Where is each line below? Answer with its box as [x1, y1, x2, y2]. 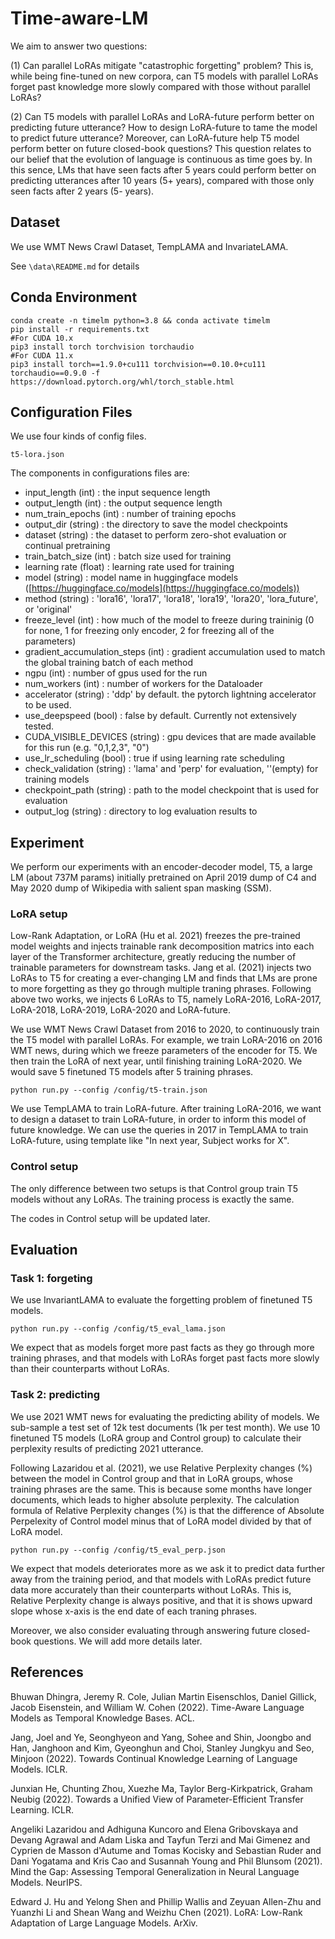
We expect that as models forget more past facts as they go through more [10, 1342, 315, 1354]
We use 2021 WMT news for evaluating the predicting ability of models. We [10, 1410, 320, 1422]
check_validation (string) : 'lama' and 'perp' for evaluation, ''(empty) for [24, 763, 319, 775]
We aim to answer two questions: [10, 40, 148, 52]
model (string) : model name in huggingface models [24, 572, 239, 584]
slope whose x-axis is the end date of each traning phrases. [10, 1605, 258, 1617]
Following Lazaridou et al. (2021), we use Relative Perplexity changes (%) [10, 1462, 313, 1474]
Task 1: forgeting [10, 1272, 93, 1286]
